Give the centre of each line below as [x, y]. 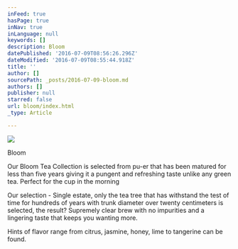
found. [17, 239]
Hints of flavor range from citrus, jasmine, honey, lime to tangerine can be [115, 231]
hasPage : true [28, 21]
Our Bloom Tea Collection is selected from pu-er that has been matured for [117, 166]
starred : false [30, 100]
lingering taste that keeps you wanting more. [73, 218]
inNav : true [25, 27]
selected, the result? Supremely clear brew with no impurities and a [106, 210]
